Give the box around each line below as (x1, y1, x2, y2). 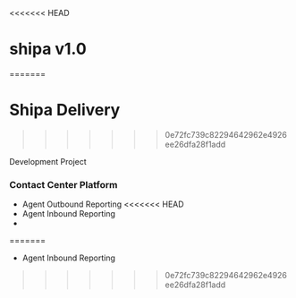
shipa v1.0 (9, 39, 87, 59)
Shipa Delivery (9, 100, 121, 120)
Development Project (9, 156, 87, 166)
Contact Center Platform (9, 178, 118, 191)
